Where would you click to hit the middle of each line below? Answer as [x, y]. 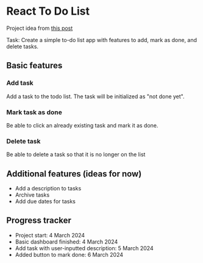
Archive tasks [32, 195]
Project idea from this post [40, 28]
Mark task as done [34, 112]
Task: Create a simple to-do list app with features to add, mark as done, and [101, 40]
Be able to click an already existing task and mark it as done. [82, 125]
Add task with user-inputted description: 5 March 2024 [84, 248]
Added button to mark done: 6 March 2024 [69, 254]
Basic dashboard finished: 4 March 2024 [66, 242]
